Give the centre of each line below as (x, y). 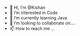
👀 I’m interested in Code (34, 13)
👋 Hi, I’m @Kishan (27, 8)
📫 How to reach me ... (32, 28)
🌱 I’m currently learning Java (38, 18)
